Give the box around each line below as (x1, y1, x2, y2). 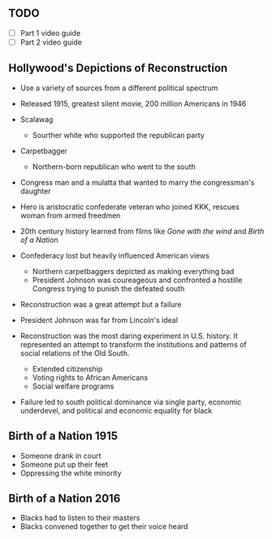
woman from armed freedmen (19, 211, 121, 220)
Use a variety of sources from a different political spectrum (19, 83, 218, 93)
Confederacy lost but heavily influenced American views (19, 250, 209, 260)
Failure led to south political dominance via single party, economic (19, 397, 242, 406)
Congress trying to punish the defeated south (32, 284, 185, 293)
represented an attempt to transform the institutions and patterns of (19, 339, 248, 349)
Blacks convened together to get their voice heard (19, 522, 188, 532)
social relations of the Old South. (19, 348, 130, 358)
